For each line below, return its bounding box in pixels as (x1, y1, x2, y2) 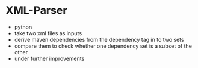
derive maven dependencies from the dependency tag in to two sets (14, 36, 184, 43)
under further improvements (14, 55, 85, 62)
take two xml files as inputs (14, 29, 82, 36)
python (14, 23, 32, 30)
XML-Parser (5, 4, 67, 17)
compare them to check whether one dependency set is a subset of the (14, 42, 192, 50)
